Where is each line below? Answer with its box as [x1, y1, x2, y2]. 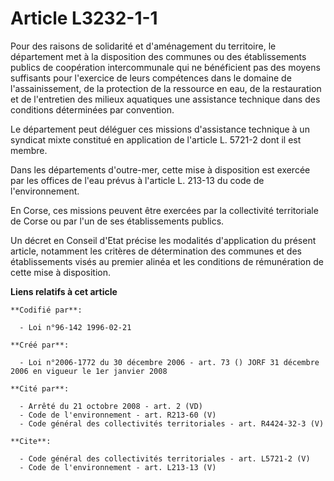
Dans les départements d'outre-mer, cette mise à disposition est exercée [10, 163, 311, 176]
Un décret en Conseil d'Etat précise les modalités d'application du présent [10, 234, 317, 246]
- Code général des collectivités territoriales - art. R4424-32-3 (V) [19, 418, 325, 429]
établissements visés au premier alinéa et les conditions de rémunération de [10, 255, 324, 267]
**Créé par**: [10, 340, 70, 350]
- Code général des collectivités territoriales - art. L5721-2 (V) [19, 453, 311, 464]
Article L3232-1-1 [10, 7, 158, 30]
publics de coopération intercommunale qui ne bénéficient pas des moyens [10, 61, 321, 73]
